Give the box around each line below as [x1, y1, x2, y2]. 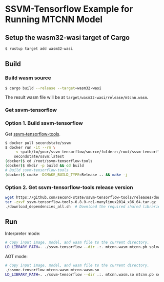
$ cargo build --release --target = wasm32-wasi [5, 86, 102, 91]
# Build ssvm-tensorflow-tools [5, 167, 69, 172]
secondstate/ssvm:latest [14, 154, 64, 159]
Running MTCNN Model [5, 14, 103, 25]
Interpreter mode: [5, 231, 41, 236]
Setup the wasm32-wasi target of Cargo [5, 33, 130, 42]
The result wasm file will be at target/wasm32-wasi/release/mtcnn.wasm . [5, 94, 148, 100]
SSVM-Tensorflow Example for [5, 3, 133, 15]
